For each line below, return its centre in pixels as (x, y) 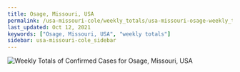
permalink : (24, 21)
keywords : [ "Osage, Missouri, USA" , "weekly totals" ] (89, 34)
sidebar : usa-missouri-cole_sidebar (62, 41)
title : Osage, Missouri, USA (51, 14)
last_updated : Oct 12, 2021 (49, 27)
